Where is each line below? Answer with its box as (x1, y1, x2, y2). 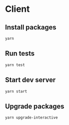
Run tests (5, 49, 35, 58)
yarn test (5, 62, 25, 67)
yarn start (5, 89, 27, 94)
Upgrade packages (5, 102, 65, 111)
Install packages (5, 23, 56, 31)
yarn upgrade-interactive (5, 115, 58, 120)
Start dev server (5, 76, 56, 84)
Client (5, 3, 30, 15)
